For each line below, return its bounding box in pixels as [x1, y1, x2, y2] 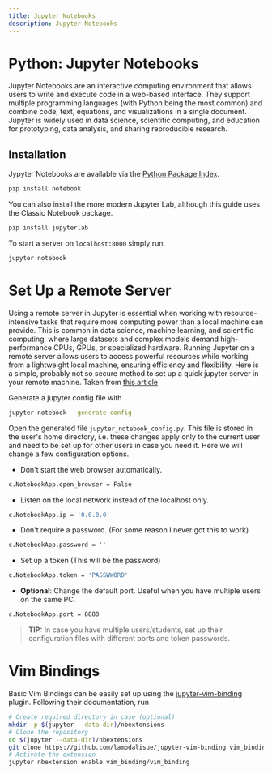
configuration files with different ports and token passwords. [28, 634, 231, 644]
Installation [8, 148, 66, 161]
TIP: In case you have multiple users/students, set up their [28, 625, 223, 635]
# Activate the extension [8, 750, 96, 759]
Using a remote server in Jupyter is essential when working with [8, 308, 223, 318]
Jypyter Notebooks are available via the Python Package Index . [8, 169, 220, 179]
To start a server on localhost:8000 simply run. [8, 238, 166, 248]
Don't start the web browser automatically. [19, 464, 163, 474]
